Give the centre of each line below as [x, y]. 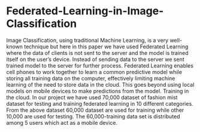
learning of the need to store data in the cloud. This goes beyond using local [100, 84]
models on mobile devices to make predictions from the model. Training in [98, 91]
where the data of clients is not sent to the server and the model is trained [97, 53]
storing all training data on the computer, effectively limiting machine [91, 78]
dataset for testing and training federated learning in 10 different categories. [100, 103]
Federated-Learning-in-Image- [85, 11]
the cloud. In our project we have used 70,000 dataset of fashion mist [92, 97]
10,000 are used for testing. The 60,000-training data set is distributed [93, 116]
